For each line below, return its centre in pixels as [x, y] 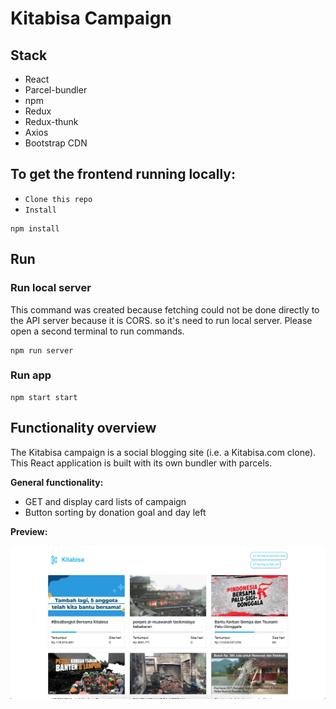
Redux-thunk [51, 121]
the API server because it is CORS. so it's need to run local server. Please [161, 320]
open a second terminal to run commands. [97, 331]
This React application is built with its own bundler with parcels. [141, 463]
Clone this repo [58, 199]
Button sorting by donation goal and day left [115, 512]
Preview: [29, 531]
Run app [31, 375]
